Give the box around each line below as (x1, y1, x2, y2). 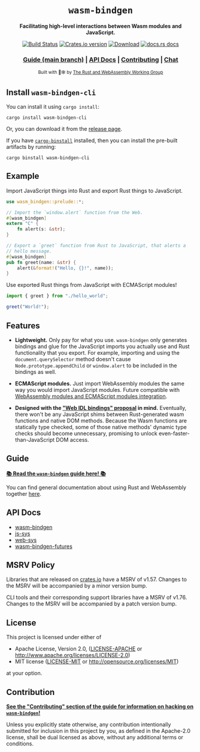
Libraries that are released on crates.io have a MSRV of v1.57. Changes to (6, 576, 187, 583)
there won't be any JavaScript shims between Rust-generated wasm (14, 411, 184, 418)
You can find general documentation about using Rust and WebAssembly (6, 484, 187, 491)
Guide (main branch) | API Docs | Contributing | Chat (23, 55, 178, 64)
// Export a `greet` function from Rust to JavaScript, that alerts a (6, 242, 186, 249)
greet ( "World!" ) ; (6, 304, 50, 310)
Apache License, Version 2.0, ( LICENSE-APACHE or (14, 645, 143, 652)
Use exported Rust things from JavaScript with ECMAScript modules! (6, 281, 177, 289)
